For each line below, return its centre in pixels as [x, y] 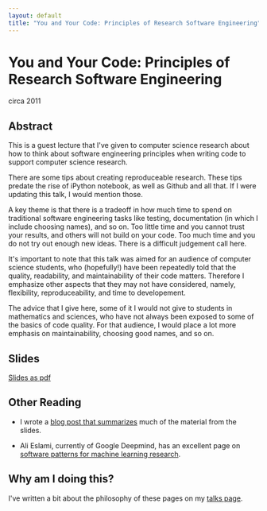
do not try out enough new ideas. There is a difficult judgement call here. [128, 244]
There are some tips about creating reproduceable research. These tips [125, 178]
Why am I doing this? [61, 479]
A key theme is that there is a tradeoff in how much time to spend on [120, 210]
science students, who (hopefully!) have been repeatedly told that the [122, 268]
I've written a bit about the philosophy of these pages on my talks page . [126, 498]
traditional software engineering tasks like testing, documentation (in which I [133, 219]
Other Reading [45, 403]
